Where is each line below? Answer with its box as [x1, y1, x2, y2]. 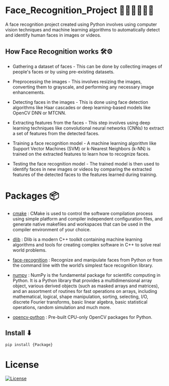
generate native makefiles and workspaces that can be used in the [12, 221, 151, 227]
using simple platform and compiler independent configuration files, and [12, 216, 163, 222]
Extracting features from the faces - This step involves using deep [12, 119, 150, 125]
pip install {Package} [5, 342, 53, 347]
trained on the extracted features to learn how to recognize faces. [12, 151, 150, 157]
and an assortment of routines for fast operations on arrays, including [12, 288, 157, 294]
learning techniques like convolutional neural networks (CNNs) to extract [12, 125, 164, 131]
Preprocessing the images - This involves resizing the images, [12, 78, 142, 84]
